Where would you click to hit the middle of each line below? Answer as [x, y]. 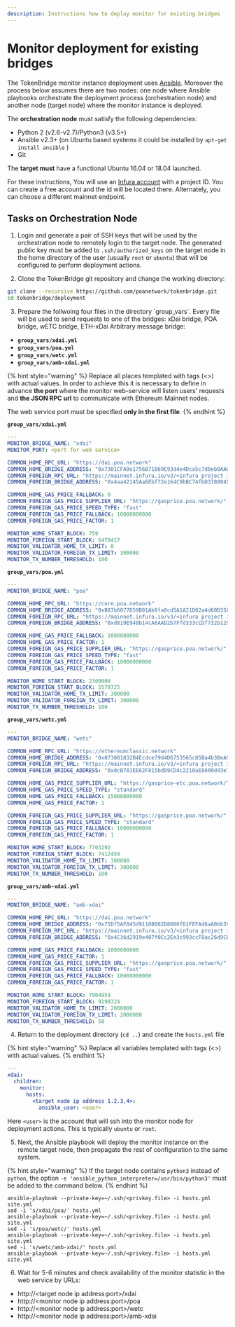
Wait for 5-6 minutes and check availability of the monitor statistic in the [121, 1272]
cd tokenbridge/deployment [47, 298]
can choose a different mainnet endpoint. [67, 196]
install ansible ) [43, 147]
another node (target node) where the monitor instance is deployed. [105, 105]
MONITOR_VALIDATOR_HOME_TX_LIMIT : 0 [60, 546]
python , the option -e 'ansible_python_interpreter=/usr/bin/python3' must [117, 1178]
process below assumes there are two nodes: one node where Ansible [109, 90]
